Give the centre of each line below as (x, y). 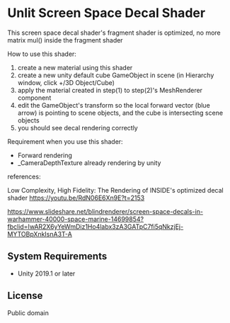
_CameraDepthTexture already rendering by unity (89, 163)
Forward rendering (45, 155)
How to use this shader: (42, 54)
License (25, 296)
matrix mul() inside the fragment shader (65, 40)
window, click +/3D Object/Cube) (66, 82)
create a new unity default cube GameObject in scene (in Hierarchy (116, 75)
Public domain (28, 312)
